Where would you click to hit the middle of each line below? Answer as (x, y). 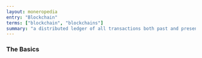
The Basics (23, 50)
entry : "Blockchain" (32, 17)
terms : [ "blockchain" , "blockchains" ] (55, 23)
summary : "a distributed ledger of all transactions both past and (93, 28)
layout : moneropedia (32, 12)
